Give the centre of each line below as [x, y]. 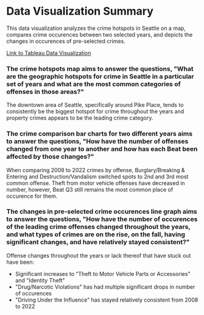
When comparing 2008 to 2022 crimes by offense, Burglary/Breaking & [96, 170]
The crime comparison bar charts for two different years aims [100, 134]
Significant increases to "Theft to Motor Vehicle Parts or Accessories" [103, 273]
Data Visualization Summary [80, 11]
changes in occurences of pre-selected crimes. [66, 41]
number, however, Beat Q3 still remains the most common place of [90, 189]
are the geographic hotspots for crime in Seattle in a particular [100, 76]
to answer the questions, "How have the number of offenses [97, 142]
